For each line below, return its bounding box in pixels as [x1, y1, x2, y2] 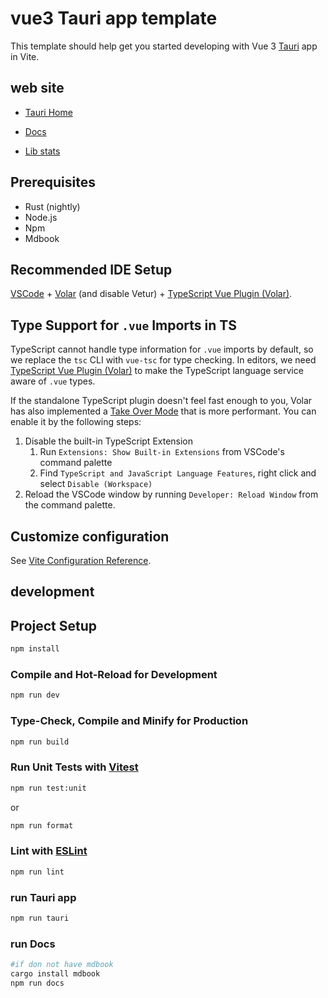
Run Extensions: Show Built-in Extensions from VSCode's [39, 446, 285, 458]
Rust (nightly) [24, 200, 81, 212]
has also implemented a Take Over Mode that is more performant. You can [10, 405, 317, 417]
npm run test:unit [10, 783, 87, 793]
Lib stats [24, 145, 61, 157]
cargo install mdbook [10, 968, 101, 979]
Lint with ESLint [10, 844, 88, 858]
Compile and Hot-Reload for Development [10, 668, 218, 681]
